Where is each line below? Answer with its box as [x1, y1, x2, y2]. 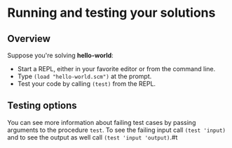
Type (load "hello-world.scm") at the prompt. [17, 72, 152, 80]
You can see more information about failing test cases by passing [7, 118, 196, 126]
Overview [7, 33, 51, 45]
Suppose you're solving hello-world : [7, 51, 114, 59]
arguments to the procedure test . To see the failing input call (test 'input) [7, 126, 226, 134]
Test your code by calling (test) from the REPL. [17, 80, 156, 88]
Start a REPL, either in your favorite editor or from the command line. [17, 65, 216, 73]
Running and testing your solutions [7, 5, 216, 21]
